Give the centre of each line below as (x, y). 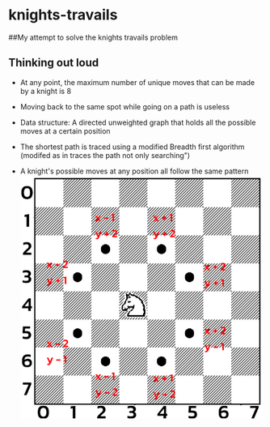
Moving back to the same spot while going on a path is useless (125, 106)
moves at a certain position (65, 130)
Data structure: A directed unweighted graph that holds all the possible (138, 122)
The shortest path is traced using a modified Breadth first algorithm (132, 147)
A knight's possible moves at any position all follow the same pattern (134, 171)
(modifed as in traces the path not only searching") (105, 155)
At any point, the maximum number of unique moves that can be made (137, 82)
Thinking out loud (54, 63)
